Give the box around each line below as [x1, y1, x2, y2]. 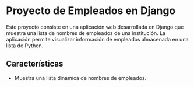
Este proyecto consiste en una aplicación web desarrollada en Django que [6, 23, 184, 30]
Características [6, 59, 64, 69]
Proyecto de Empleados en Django [6, 4, 176, 18]
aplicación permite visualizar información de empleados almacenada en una [6, 36, 189, 43]
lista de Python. [6, 42, 44, 49]
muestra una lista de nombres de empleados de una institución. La [6, 29, 166, 36]
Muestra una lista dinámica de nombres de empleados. [14, 74, 147, 81]
